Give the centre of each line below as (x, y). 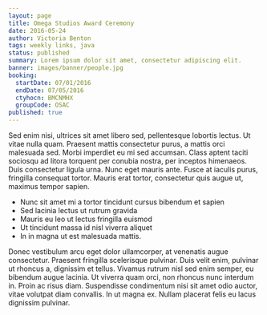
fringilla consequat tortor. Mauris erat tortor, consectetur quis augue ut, (126, 178)
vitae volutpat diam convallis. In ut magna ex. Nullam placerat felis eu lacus (132, 294)
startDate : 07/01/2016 (53, 83)
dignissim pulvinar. (39, 303)
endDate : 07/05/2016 (50, 90)
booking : (23, 75)
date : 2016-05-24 (37, 30)
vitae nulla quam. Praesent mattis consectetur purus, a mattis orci (117, 144)
